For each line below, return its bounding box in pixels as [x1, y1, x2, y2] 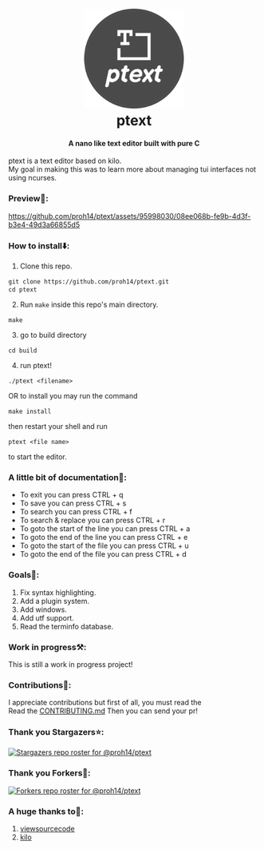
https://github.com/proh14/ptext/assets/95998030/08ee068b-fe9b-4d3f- [8, 211, 251, 220]
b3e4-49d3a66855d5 [8, 220, 81, 229]
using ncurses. [8, 173, 57, 183]
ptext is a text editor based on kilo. [8, 156, 122, 166]
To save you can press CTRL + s [19, 498, 127, 508]
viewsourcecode [19, 824, 75, 834]
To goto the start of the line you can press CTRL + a [19, 524, 191, 534]
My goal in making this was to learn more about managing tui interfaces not [8, 165, 257, 174]
